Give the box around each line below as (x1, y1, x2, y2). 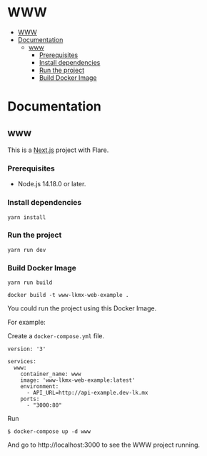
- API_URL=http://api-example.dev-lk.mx (26, 390, 148, 397)
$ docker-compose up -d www (7, 428, 91, 435)
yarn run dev (7, 246, 46, 253)
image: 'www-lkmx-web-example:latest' (20, 377, 136, 384)
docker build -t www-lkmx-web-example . (7, 292, 130, 299)
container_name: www (20, 370, 81, 378)
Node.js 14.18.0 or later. (17, 180, 86, 188)
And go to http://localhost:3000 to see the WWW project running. (7, 440, 201, 450)
